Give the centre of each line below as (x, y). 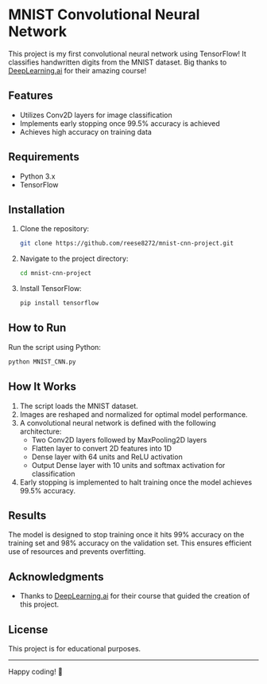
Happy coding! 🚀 (36, 671)
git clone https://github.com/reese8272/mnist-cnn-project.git (127, 244)
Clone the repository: (54, 229)
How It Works (43, 387)
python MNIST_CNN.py (43, 362)
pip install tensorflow (59, 303)
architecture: (41, 431)
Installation (37, 209)
